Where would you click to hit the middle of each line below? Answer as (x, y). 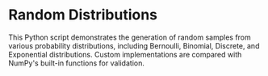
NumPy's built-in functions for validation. (77, 63)
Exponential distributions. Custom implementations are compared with (125, 54)
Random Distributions (83, 15)
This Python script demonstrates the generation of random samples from (130, 37)
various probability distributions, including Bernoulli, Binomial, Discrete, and (134, 45)
